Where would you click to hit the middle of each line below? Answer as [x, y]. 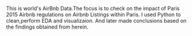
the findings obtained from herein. [47, 27]
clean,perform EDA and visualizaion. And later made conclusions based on [96, 21]
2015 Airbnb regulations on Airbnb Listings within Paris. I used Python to [93, 15]
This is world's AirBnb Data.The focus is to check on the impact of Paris [93, 8]
